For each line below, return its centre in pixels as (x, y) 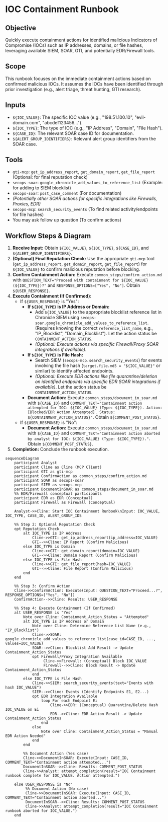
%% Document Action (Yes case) (56, 754)
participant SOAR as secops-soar (49, 481)
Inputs (16, 105)
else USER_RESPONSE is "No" (43, 784)
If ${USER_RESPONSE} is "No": (49, 423)
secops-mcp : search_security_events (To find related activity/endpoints (85, 209)
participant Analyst (36, 463)
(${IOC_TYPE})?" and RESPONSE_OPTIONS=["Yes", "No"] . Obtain (76, 285)
